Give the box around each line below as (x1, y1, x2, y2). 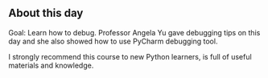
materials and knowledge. (8, 60, 94, 70)
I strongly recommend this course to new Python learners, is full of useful (8, 51, 252, 61)
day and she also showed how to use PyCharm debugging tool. (8, 36, 218, 46)
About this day (8, 6, 84, 20)
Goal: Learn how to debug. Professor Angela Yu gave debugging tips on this (8, 27, 261, 37)
